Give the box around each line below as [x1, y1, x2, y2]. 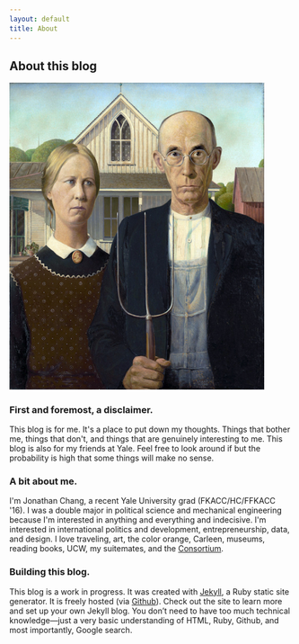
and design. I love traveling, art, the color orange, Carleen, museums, [9, 533, 266, 544]
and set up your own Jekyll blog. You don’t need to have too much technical [9, 605, 290, 616]
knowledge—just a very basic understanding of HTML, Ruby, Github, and [9, 614, 280, 625]
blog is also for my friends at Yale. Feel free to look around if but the [9, 443, 261, 453]
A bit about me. [9, 475, 78, 487]
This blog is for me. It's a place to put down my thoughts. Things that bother [9, 424, 291, 434]
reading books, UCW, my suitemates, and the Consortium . [9, 543, 224, 554]
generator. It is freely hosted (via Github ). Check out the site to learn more [9, 595, 283, 606]
